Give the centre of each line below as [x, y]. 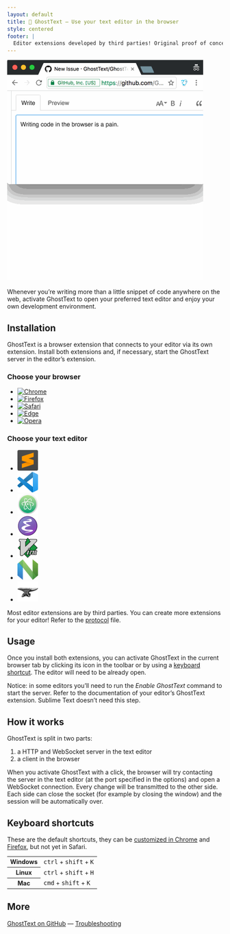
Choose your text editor [47, 439]
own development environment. [52, 307]
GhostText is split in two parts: [50, 739]
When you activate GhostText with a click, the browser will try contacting [110, 772]
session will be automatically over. [55, 802]
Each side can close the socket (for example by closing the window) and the [115, 794]
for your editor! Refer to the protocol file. [64, 620]
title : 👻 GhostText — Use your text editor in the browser [93, 22]
